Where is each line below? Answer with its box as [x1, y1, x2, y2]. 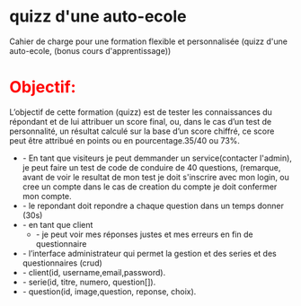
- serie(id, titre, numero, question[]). [22, 276, 156, 287]
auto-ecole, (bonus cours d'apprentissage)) [9, 45, 172, 56]
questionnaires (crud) [22, 258, 103, 268]
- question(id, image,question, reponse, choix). [22, 285, 197, 297]
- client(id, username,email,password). [22, 267, 166, 277]
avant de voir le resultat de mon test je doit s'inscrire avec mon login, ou [22, 171, 290, 182]
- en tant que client [22, 219, 93, 230]
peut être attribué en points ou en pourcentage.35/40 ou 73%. [9, 135, 241, 145]
